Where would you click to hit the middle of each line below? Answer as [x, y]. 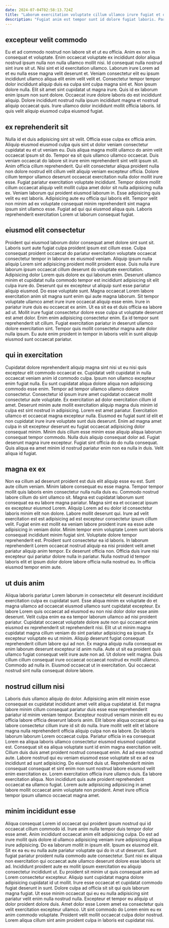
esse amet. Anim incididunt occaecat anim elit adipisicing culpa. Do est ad [82, 834]
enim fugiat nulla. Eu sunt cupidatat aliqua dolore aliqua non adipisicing [79, 383]
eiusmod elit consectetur [45, 230]
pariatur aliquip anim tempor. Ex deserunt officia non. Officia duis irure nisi [82, 551]
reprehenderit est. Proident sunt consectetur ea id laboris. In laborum [77, 540]
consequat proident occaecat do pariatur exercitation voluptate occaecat [81, 253]
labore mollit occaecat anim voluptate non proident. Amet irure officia [77, 790]
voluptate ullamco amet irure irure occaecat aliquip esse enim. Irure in [77, 301]
